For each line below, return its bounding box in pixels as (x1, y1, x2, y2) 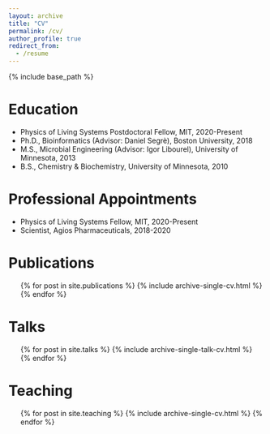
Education (8, 101, 79, 118)
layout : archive (8, 11, 63, 20)
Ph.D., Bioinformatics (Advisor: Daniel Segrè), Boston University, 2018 (19, 135, 253, 145)
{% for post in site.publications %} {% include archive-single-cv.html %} (19, 281, 263, 290)
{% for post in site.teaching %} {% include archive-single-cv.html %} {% (19, 408, 264, 418)
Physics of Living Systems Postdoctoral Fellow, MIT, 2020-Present (19, 127, 243, 136)
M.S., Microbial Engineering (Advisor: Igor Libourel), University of (19, 144, 238, 154)
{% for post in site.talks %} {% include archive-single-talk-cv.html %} (19, 344, 253, 354)
